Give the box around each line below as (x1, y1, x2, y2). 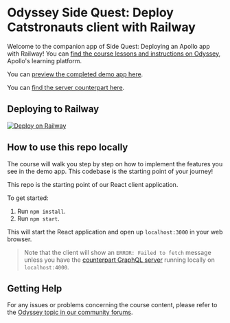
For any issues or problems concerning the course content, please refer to (7, 301, 218, 309)
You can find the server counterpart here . (7, 83, 125, 91)
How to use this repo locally (7, 142, 128, 153)
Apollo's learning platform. (7, 56, 82, 65)
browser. (7, 235, 32, 243)
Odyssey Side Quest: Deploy (7, 5, 174, 21)
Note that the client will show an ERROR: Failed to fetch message (23, 248, 211, 256)
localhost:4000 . (23, 263, 70, 271)
